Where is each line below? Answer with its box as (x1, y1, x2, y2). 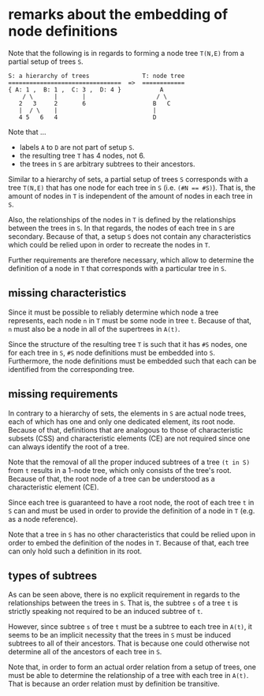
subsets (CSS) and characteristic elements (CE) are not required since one (8, 434, 251, 443)
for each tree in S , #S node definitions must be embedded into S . (8, 348, 215, 357)
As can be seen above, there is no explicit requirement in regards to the (8, 590, 240, 600)
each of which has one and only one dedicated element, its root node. (8, 416, 236, 426)
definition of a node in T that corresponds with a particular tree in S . (8, 263, 227, 273)
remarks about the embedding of (8, 6, 229, 24)
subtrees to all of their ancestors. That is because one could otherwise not (8, 638, 250, 648)
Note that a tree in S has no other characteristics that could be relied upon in (8, 530, 256, 539)
